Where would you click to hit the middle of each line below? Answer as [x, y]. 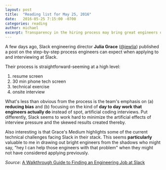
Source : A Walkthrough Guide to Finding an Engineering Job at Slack [75, 162]
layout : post [19, 10]
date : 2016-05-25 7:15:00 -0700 [41, 19]
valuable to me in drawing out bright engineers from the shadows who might [83, 142]
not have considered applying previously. [47, 153]
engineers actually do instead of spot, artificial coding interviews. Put [76, 112]
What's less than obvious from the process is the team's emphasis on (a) [79, 101]
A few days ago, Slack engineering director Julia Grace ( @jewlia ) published [82, 47]
